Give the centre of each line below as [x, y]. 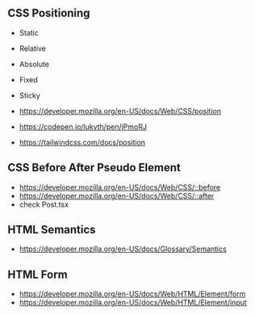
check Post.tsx [44, 204]
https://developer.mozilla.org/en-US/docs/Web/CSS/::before [120, 187]
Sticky [30, 95]
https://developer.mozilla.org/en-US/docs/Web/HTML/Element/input [133, 303]
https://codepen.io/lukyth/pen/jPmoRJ [83, 126]
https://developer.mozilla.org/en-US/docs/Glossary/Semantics [123, 249]
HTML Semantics [52, 230]
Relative [32, 48]
